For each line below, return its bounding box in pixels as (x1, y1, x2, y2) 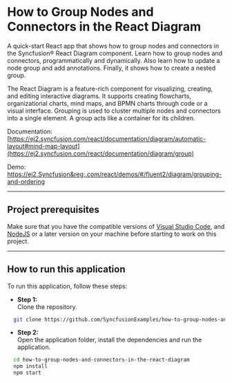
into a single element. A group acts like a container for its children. (7, 113, 195, 122)
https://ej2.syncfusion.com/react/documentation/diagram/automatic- (9, 134, 206, 142)
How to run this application (7, 263, 126, 275)
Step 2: (17, 328, 39, 337)
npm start (13, 369, 41, 377)
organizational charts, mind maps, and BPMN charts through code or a (7, 99, 209, 107)
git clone (13, 316, 41, 323)
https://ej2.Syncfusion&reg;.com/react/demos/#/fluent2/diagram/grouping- (7, 170, 222, 178)
